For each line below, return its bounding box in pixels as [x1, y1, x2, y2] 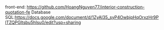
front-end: [5, 4, 26, 10]
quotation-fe [5, 9, 30, 15]
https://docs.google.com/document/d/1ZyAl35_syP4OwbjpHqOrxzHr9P [14, 15, 159, 20]
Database [31, 9, 51, 15]
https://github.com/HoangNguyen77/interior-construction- [26, 4, 145, 10]
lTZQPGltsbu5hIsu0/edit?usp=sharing [5, 19, 81, 25]
